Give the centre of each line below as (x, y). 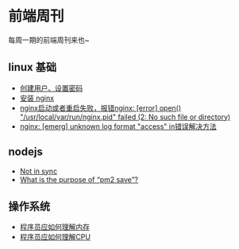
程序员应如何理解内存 (54, 227)
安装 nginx (37, 98)
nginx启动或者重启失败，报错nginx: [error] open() (100, 107)
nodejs (26, 152)
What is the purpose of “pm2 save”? (79, 179)
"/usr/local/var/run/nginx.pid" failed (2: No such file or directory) (125, 117)
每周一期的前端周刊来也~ (49, 40)
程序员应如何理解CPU (55, 237)
